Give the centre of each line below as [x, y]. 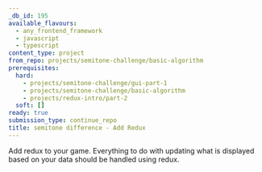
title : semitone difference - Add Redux [77, 128]
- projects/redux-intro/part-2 [75, 98]
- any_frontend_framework [59, 31]
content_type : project [46, 53]
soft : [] [30, 105]
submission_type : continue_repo [62, 121]
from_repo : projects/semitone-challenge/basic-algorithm [106, 61]
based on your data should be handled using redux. [94, 159]
